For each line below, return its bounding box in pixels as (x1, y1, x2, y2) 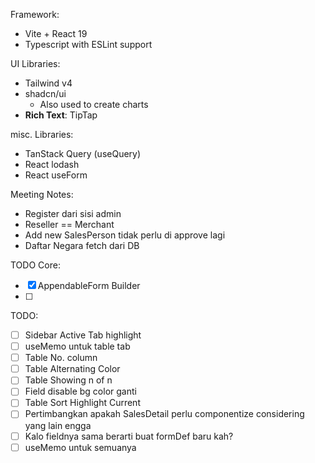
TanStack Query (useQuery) (24, 148, 142, 159)
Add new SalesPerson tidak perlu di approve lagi (24, 229, 226, 241)
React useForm (24, 169, 88, 181)
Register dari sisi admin (24, 208, 122, 219)
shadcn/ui (24, 88, 67, 99)
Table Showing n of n (24, 374, 113, 386)
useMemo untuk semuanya (24, 441, 137, 453)
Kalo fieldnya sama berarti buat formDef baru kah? (24, 430, 234, 442)
